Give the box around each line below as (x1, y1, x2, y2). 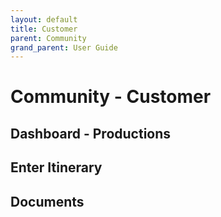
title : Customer (10, 24, 78, 34)
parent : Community (10, 33, 87, 43)
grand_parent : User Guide (10, 42, 118, 53)
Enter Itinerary (10, 159, 103, 176)
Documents (10, 193, 85, 210)
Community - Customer (10, 86, 212, 108)
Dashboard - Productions (10, 125, 172, 142)
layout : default (10, 14, 78, 25)
